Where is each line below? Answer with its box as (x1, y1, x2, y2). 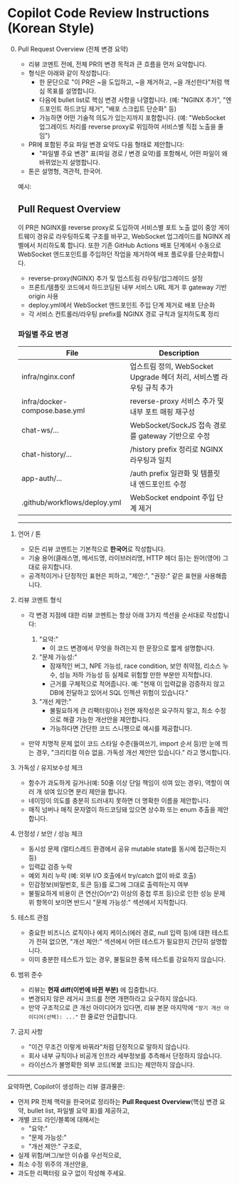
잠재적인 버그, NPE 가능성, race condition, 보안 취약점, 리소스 (49, 662, 222, 670)
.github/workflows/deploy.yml (21, 497, 122, 507)
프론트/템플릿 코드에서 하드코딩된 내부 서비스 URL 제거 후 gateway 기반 (28, 283, 228, 291)
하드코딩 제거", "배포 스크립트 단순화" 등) (63, 104, 177, 113)
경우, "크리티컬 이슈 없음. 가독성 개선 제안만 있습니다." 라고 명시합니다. (36, 748, 231, 757)
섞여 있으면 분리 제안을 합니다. (43, 787, 127, 796)
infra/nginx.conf (21, 372, 75, 382)
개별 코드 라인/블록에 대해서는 (17, 1115, 101, 1124)
